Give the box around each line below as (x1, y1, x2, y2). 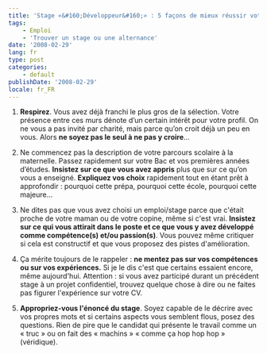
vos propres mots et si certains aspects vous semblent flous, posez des (19, 312, 255, 321)
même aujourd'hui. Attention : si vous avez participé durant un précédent (19, 271, 259, 281)
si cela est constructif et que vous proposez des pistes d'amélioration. (19, 239, 250, 248)
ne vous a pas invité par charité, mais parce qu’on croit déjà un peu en (19, 124, 250, 133)
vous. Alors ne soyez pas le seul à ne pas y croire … (19, 133, 190, 142)
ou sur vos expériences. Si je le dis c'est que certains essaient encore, (19, 263, 253, 272)
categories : (8, 63, 48, 71)
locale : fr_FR (8, 85, 56, 94)
